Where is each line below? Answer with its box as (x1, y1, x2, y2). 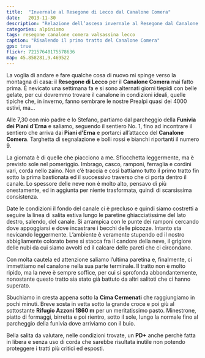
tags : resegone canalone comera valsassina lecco (6, 32, 136, 38)
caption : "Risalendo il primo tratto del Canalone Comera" (6, 37, 160, 44)
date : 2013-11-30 (6, 15, 56, 21)
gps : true (6, 44, 32, 50)
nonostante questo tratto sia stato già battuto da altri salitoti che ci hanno (6, 275, 191, 283)
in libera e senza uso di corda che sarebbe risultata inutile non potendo (6, 338, 185, 345)
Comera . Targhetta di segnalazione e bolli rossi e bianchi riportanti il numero (6, 135, 199, 143)
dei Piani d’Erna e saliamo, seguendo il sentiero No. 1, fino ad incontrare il (6, 122, 193, 129)
